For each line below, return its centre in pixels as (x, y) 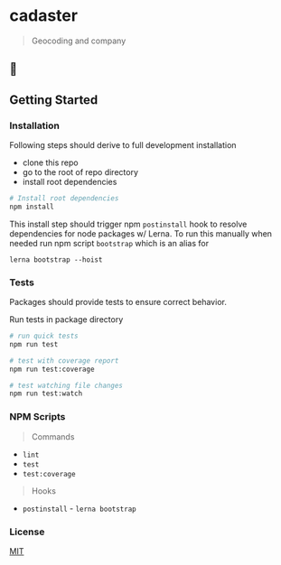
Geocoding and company (79, 41)
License (27, 532)
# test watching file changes (66, 385)
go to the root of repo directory (80, 172)
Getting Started (54, 100)
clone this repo (50, 162)
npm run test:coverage (52, 369)
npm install (32, 207)
